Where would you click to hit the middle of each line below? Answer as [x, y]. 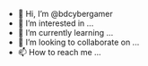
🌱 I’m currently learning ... [65, 33]
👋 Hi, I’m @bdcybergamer [65, 14]
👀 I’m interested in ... [56, 23]
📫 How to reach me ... [59, 52]
